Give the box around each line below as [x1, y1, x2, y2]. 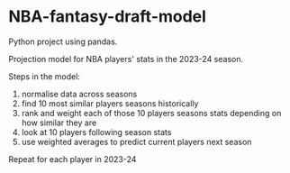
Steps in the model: [8, 70, 80, 82]
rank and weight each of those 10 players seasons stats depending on [21, 107, 282, 118]
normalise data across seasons [21, 88, 138, 99]
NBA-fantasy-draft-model [8, 6, 206, 27]
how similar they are [21, 117, 97, 128]
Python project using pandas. [8, 36, 118, 47]
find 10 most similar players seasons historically [21, 97, 199, 109]
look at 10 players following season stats [21, 126, 172, 137]
